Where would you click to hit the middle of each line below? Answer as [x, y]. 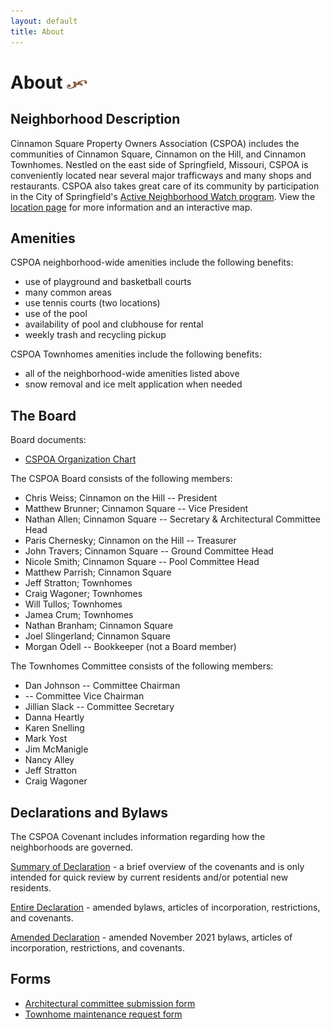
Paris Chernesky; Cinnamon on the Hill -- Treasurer [130, 541]
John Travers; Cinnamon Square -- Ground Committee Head [149, 551]
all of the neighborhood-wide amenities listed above [132, 374]
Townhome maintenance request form [103, 1014]
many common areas [68, 292]
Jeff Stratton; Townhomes [78, 583]
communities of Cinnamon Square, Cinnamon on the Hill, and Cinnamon [158, 154]
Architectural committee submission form [110, 1003]
